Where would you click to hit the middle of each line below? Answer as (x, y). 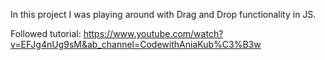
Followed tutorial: (46, 33)
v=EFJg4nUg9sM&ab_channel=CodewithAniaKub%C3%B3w (136, 44)
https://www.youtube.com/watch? (153, 33)
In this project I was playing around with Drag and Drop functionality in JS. (163, 14)
